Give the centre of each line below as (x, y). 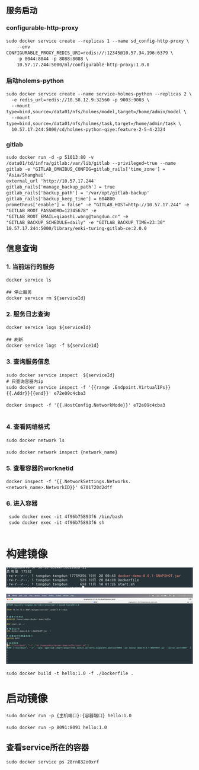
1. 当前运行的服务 (31, 267)
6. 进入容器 (22, 504)
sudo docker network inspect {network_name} (62, 452)
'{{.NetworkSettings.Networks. (92, 482)
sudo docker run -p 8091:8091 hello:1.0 (57, 728)
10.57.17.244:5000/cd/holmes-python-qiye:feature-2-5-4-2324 (89, 129)
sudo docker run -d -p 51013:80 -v (50, 158)
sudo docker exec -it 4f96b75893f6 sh (57, 523)
